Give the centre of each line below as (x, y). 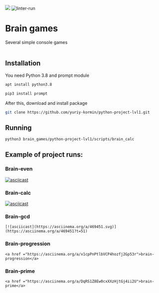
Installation (23, 63)
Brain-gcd (18, 216)
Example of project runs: (44, 155)
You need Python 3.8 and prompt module (47, 75)
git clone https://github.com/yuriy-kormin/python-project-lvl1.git (78, 112)
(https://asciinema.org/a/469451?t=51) (46, 231)
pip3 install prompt (27, 93)
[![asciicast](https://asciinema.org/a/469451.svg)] (61, 227)
